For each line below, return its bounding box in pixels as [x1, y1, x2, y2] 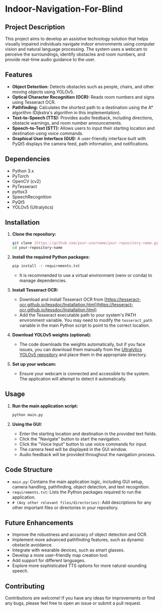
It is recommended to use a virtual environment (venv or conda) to [19, 273, 152, 278]
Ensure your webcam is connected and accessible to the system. [19, 371, 150, 377]
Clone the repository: [12, 231, 56, 237]
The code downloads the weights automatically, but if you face [19, 341, 145, 347]
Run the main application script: [12, 403, 78, 409]
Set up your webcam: [12, 361, 56, 367]
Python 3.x [12, 168, 34, 174]
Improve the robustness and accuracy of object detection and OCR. [12, 531, 148, 538]
